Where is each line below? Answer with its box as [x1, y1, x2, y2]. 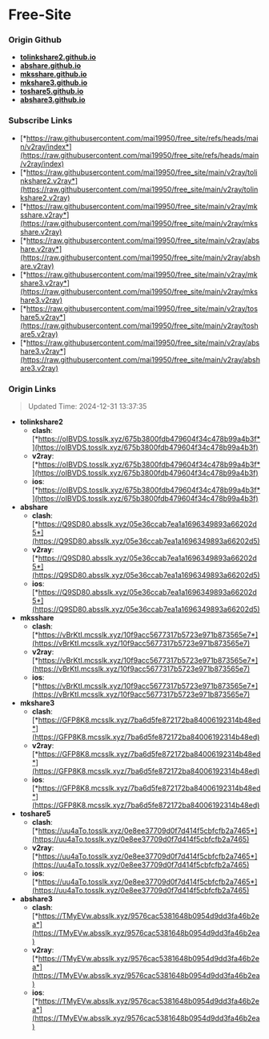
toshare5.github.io [19, 87, 84, 96]
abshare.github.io [19, 61, 82, 71]
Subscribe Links [8, 115, 73, 126]
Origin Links [8, 383, 57, 394]
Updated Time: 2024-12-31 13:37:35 [27, 402, 147, 411]
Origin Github [8, 34, 62, 46]
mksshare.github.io [19, 70, 87, 79]
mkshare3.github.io [19, 78, 88, 87]
